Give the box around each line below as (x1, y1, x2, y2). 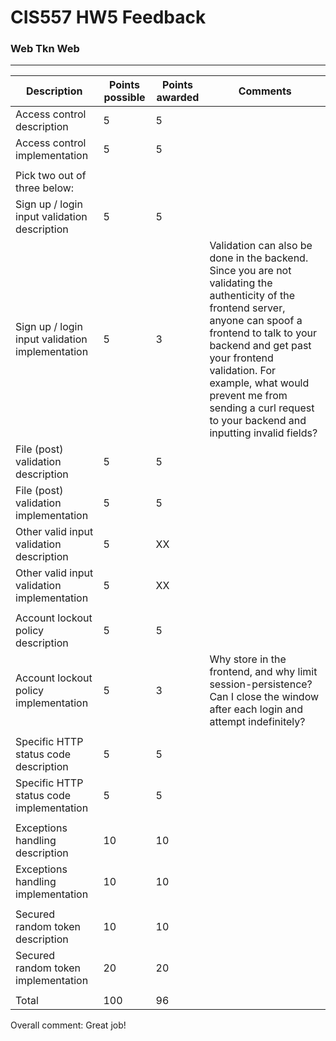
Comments (238, 84, 292, 98)
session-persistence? (209, 677, 313, 691)
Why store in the (209, 652, 287, 666)
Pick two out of (15, 169, 87, 183)
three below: (15, 181, 75, 195)
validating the (209, 276, 273, 290)
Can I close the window (209, 690, 320, 704)
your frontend (209, 351, 274, 365)
